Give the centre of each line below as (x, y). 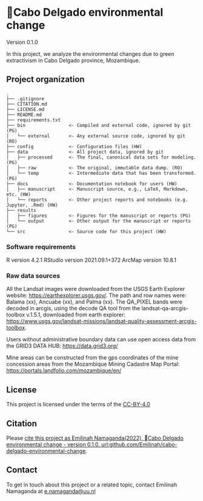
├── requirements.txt (34, 120)
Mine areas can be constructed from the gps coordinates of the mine (92, 358)
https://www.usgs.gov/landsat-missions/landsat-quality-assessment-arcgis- (101, 321)
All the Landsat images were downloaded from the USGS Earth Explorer (96, 289)
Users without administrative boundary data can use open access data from (101, 339)
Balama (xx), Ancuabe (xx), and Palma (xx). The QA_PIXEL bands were (95, 302)
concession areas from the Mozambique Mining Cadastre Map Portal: (93, 364)
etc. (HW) (19, 194)
